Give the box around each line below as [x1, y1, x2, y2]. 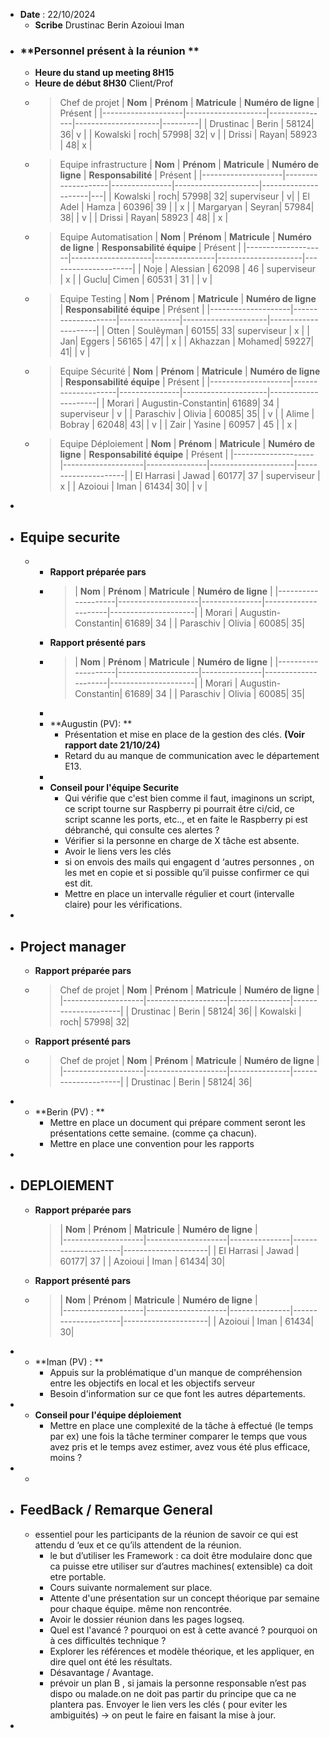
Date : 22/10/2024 [19, 9, 96, 20]
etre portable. [49, 1570, 107, 1583]
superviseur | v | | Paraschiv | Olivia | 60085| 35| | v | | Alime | [59, 408, 315, 420]
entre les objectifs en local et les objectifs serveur [49, 1377, 256, 1389]
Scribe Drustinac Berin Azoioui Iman [34, 19, 185, 31]
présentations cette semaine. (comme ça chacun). [49, 1127, 257, 1139]
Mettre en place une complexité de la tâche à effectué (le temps [49, 1419, 314, 1431]
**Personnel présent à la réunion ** [19, 44, 200, 58]
